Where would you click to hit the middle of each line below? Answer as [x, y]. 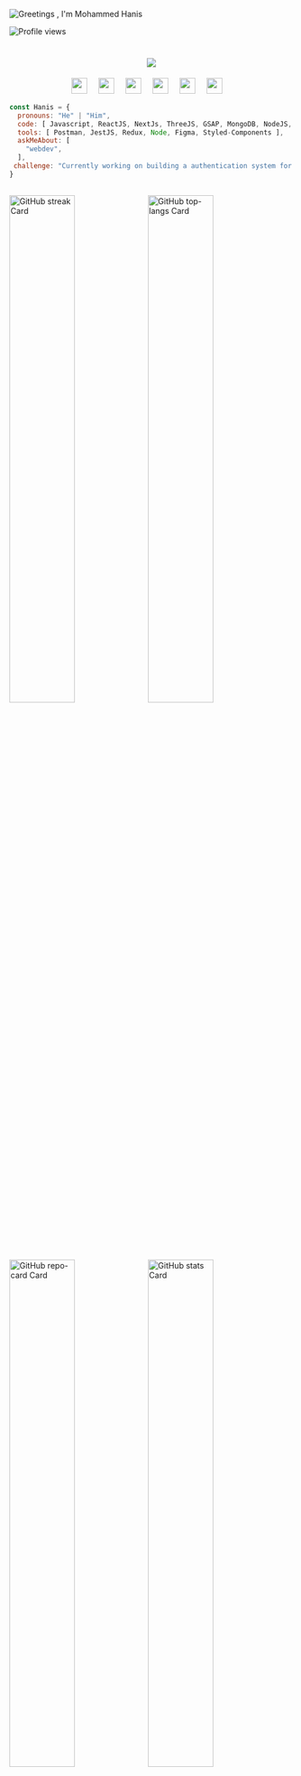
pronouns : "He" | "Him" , [64, 116]
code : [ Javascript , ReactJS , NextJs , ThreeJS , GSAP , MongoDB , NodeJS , [155, 124]
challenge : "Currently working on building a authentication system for [153, 166]
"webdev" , [44, 149]
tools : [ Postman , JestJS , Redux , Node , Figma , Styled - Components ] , [150, 132]
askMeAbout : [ [44, 141]
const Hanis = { [40, 107]
